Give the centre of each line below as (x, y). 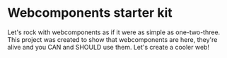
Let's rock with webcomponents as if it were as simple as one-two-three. (114, 32)
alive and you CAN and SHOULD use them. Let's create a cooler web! (109, 47)
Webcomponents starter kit (90, 13)
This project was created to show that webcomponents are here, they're (112, 39)
